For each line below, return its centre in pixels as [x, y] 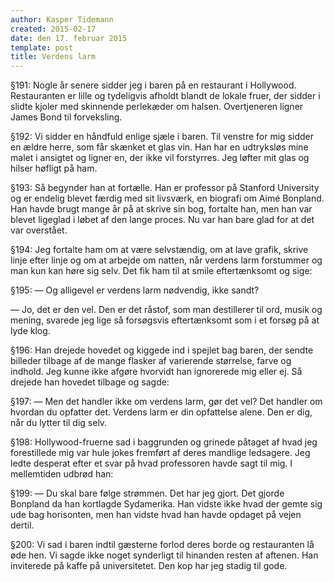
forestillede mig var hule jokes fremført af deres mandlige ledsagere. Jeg [160, 453]
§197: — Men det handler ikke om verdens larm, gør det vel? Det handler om [166, 402]
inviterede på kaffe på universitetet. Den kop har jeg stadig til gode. [149, 566]
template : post [42, 47]
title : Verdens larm [53, 57]
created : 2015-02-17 [53, 29]
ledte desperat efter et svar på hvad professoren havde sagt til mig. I [151, 463]
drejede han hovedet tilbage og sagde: [90, 382]
